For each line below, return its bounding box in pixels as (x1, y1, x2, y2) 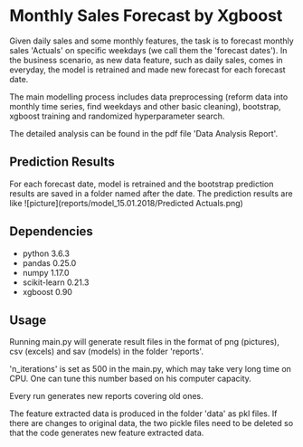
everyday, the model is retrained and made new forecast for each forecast (9, 64, 287, 75)
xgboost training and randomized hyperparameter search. (9, 110, 225, 121)
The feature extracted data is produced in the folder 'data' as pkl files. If (9, 408, 278, 419)
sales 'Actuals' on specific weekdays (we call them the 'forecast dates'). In (9, 44, 288, 55)
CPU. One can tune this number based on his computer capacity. (9, 373, 251, 385)
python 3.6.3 (22, 248, 71, 259)
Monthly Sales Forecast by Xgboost (9, 5, 283, 26)
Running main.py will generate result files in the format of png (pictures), (9, 337, 280, 347)
